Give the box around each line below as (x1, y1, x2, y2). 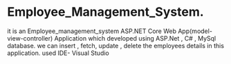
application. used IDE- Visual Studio (7, 49, 109, 57)
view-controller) (7, 34, 53, 42)
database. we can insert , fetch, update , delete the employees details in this (7, 41, 225, 50)
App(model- (177, 27, 213, 35)
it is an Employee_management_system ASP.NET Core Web (7, 27, 177, 35)
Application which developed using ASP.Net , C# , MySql (54, 34, 216, 42)
